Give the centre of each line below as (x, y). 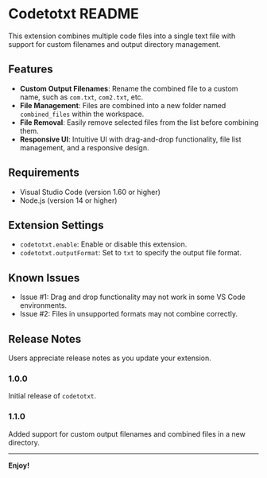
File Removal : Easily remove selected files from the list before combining (139, 122)
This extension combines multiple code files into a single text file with (122, 36)
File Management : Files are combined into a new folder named (123, 105)
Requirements (44, 173)
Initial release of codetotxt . (52, 396)
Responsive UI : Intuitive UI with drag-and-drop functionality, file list (130, 139)
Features (31, 70)
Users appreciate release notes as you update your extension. (110, 358)
